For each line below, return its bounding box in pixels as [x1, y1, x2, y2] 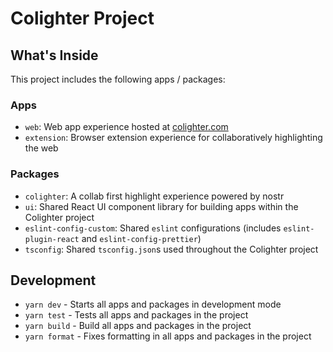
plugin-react [24, 234, 80, 244]
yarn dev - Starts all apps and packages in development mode [24, 298, 282, 311]
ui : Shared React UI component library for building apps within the [24, 200, 299, 212]
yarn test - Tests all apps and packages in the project [24, 309, 249, 321]
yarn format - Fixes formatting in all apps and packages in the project [24, 330, 312, 342]
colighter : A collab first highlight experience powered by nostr [24, 190, 285, 202]
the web [24, 142, 59, 154]
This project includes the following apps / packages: [10, 73, 226, 85]
